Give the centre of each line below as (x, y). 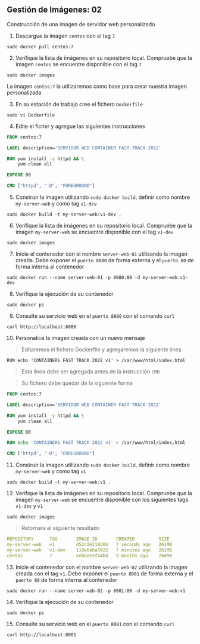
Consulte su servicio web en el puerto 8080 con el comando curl (95, 316)
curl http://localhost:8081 (42, 635)
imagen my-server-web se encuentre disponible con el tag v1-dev (94, 232)
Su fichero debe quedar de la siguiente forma (77, 383)
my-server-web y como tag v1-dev (56, 204)
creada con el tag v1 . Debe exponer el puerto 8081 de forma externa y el (104, 574)
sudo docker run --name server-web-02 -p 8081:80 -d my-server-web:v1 (96, 591)
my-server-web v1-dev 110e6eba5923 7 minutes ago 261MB (89, 550)
